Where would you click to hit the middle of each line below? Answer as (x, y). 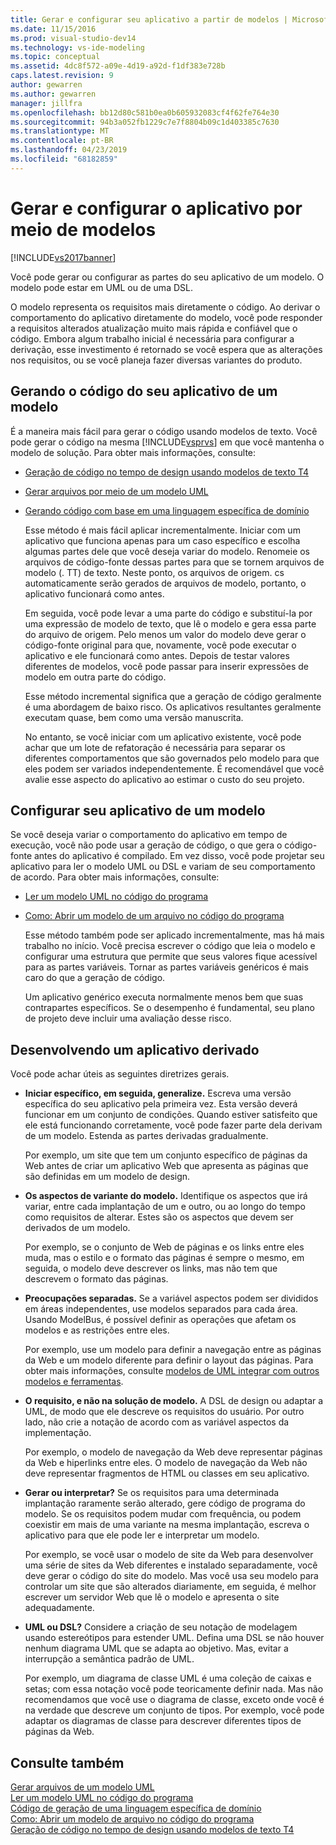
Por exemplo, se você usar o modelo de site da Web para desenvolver (169, 1555)
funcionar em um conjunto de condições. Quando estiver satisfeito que (171, 1115)
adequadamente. (59, 1608)
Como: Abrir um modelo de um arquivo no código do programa (154, 916)
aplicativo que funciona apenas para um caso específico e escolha (162, 540)
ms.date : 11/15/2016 (53, 29)
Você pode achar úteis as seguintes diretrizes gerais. (120, 1074)
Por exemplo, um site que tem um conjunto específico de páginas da (166, 1155)
